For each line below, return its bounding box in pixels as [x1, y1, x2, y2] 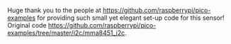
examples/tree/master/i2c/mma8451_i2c [7, 28, 125, 37]
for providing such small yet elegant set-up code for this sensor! [37, 13, 225, 22]
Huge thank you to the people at [7, 6, 101, 14]
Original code [7, 21, 47, 29]
